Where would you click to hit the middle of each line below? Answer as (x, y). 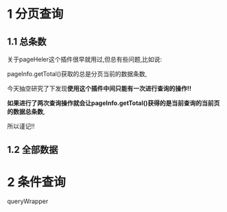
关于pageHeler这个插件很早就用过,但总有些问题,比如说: (85, 59)
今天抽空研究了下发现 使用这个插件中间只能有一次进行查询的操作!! (99, 89)
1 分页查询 (35, 14)
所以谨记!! (21, 126)
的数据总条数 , (26, 111)
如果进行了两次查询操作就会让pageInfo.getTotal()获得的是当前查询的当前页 (113, 103)
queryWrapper (28, 201)
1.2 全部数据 (33, 150)
